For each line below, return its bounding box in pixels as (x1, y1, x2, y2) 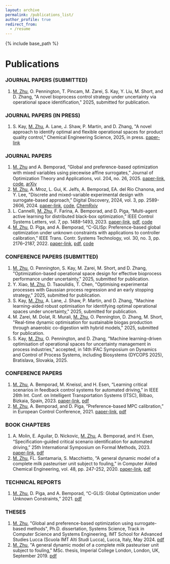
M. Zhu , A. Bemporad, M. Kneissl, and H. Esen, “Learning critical (12, 381, 148, 387)
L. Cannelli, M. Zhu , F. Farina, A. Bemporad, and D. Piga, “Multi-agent (12, 208, 157, 214)
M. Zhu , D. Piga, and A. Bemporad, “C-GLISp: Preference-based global (12, 224, 161, 230)
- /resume (10, 27, 30, 32)
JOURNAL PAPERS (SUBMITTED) (5, 77, 88, 84)
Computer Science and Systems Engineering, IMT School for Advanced (12, 531, 162, 537)
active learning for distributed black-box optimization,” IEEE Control (12, 213, 154, 219)
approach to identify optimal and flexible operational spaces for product (12, 129, 163, 135)
